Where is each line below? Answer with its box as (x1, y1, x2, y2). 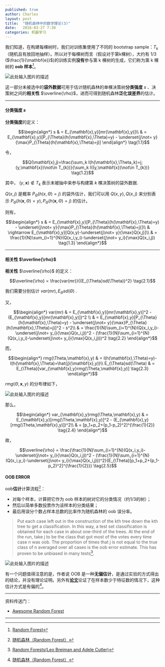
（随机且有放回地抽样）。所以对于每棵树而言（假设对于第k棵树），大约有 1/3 (5, 51, 157, 57)
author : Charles (5, 12, 38, 17)
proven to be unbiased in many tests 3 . (17, 549, 95, 556)
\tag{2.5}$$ (93, 463, 117, 469)
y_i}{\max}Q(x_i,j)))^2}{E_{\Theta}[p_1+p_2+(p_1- (62, 458, 160, 463)
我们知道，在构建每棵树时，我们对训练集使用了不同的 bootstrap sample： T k (5, 44, 159, 51)
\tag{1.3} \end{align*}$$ (58, 240, 107, 246)
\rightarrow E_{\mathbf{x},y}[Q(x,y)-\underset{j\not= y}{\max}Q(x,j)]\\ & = (7, 230, 158, 235)
